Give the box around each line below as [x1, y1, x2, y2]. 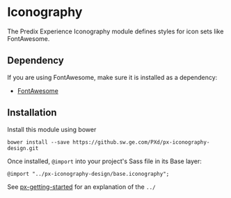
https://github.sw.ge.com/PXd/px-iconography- [72, 138, 210, 146]
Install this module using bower [7, 125, 97, 133]
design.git [7, 145, 39, 151]
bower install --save [7, 138, 70, 146]
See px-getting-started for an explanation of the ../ [7, 182, 156, 191]
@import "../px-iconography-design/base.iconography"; [7, 170, 170, 177]
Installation [7, 107, 57, 119]
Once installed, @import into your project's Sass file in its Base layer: [7, 157, 202, 165]
